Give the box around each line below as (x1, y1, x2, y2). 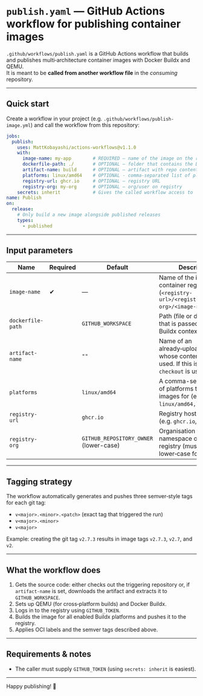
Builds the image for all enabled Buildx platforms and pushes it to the (14, 613, 186, 620)
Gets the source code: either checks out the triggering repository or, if (14, 581, 190, 588)
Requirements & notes (6, 649, 92, 660)
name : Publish (6, 195, 42, 201)
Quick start (6, 99, 50, 109)
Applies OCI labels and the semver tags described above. (14, 626, 158, 633)
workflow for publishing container (6, 17, 181, 31)
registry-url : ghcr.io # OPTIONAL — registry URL (22, 178, 161, 184)
